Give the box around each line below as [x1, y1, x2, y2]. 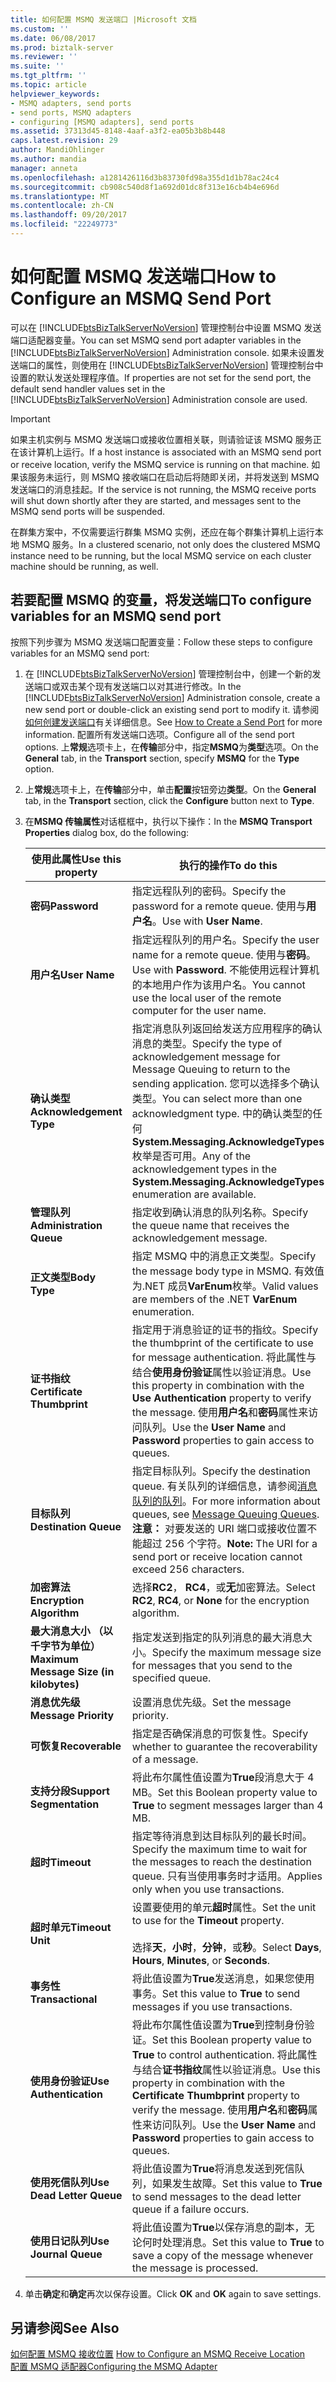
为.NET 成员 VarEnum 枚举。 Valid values [131, 1279, 319, 1293]
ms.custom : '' [10, 24, 70, 34]
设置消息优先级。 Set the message [131, 1695, 292, 1709]
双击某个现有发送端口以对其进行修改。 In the [59, 680, 242, 692]
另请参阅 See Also [10, 2320, 120, 2337]
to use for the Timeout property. [131, 1913, 285, 1927]
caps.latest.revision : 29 [10, 136, 118, 146]
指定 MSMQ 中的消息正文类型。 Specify [131, 1249, 317, 1263]
